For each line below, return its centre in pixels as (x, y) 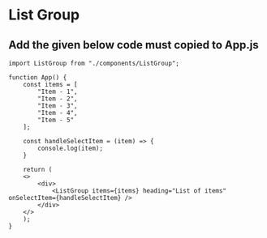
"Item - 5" (56, 120)
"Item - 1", (58, 91)
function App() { (38, 78)
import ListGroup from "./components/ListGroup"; (94, 63)
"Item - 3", (58, 106)
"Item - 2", (58, 99)
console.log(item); (71, 148)
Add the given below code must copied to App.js (133, 45)
